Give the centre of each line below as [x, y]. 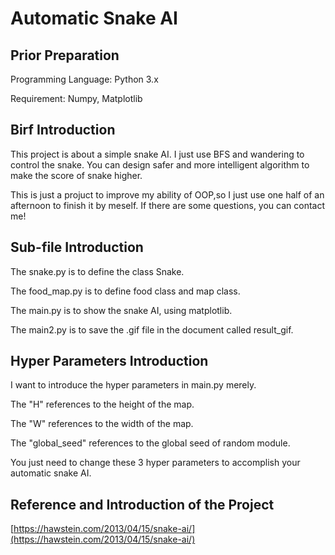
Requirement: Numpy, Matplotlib [76, 98]
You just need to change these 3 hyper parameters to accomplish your [155, 463]
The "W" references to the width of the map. [102, 424]
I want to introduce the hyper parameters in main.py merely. [133, 385]
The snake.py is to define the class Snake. [97, 271]
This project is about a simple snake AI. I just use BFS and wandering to [157, 154]
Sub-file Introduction [77, 247]
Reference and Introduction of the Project [142, 504]
